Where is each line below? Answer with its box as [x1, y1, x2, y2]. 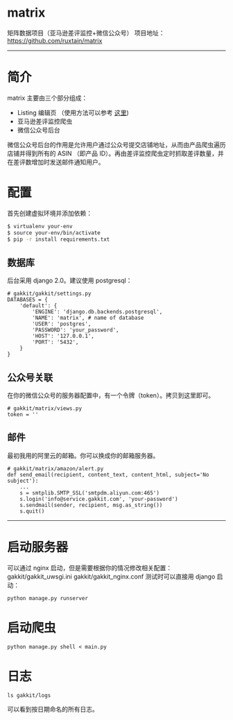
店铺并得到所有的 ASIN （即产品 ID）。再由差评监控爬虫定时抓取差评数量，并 [7, 149, 224, 157]
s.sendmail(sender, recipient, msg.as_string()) [19, 502, 163, 508]
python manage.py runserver [7, 594, 89, 601]
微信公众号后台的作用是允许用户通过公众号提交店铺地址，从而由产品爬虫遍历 [7, 140, 226, 148]
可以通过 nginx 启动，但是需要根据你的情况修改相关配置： [7, 563, 173, 572]
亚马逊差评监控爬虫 [17, 117, 73, 126]
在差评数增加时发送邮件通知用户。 [7, 157, 105, 166]
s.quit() [19, 508, 45, 515]
